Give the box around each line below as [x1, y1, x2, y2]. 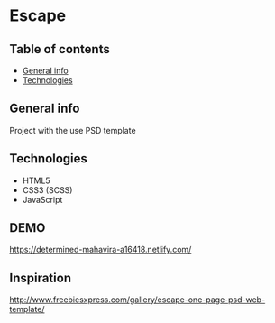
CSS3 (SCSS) [22, 184, 73, 195]
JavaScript [22, 194, 63, 205]
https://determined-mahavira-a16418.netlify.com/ [9, 245, 192, 255]
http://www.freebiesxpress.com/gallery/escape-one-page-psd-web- [9, 294, 266, 305]
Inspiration [9, 270, 72, 285]
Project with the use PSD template [9, 125, 137, 135]
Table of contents [9, 42, 110, 57]
